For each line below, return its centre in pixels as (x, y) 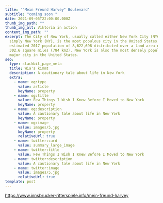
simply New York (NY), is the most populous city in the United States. (84, 41)
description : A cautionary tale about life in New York (67, 73)
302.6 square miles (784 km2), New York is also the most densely (78, 50)
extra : (16, 77)
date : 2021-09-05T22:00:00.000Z (38, 18)
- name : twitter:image (37, 168)
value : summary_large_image (46, 146)
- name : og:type (30, 82)
